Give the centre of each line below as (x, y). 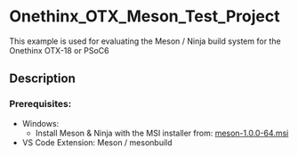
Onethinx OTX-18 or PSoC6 (59, 50)
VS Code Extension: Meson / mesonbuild (97, 142)
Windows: (40, 123)
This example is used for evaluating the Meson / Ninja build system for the (145, 41)
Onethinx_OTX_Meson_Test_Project (145, 16)
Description (42, 79)
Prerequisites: (40, 104)
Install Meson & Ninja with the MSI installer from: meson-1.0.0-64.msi (162, 133)
